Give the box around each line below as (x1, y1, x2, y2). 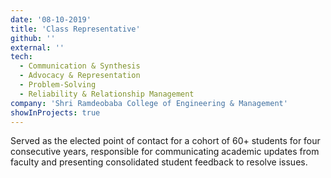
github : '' (10, 33, 56, 43)
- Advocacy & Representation (19, 71, 141, 81)
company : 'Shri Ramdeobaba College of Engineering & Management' (10, 98, 288, 108)
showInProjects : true (10, 107, 101, 118)
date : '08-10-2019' (10, 14, 92, 25)
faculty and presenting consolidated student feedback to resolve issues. (10, 156, 308, 168)
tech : (10, 52, 33, 62)
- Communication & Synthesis (19, 61, 141, 71)
